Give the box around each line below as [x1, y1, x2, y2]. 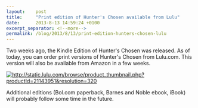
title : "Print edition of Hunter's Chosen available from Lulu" [6, 14, 180, 20]
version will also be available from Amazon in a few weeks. [6, 60, 151, 67]
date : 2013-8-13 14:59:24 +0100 [6, 20, 100, 26]
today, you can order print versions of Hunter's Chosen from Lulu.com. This [6, 53, 192, 61]
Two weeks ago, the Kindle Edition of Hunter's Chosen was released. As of [6, 47, 190, 54]
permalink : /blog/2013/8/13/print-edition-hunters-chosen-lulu [6, 31, 167, 37]
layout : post [6, 8, 47, 15]
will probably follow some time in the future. [6, 96, 115, 103]
